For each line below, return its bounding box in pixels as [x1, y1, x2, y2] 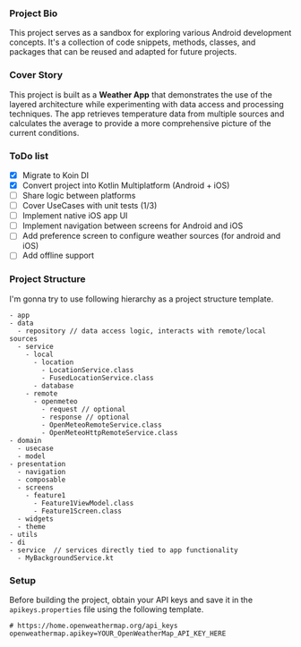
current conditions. [9, 127, 80, 138]
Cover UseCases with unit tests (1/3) [21, 200, 158, 211]
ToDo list [9, 149, 49, 162]
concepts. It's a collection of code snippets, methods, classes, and [9, 37, 256, 47]
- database [32, 381, 74, 390]
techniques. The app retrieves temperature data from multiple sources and [9, 108, 285, 119]
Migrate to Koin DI [21, 169, 90, 181]
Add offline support [21, 250, 95, 261]
